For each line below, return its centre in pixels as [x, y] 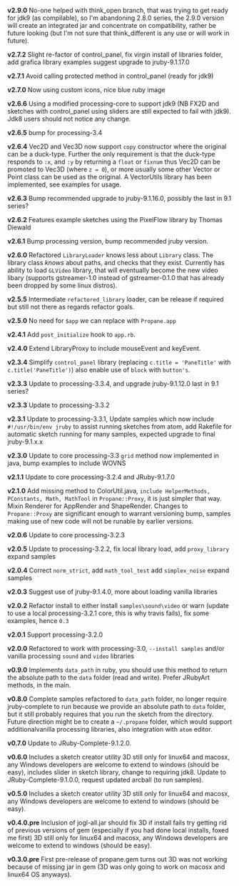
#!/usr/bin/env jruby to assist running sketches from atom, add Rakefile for [119, 427]
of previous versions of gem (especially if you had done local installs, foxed [118, 830]
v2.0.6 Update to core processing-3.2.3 [66, 535]
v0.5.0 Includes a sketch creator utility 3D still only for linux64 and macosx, [119, 793]
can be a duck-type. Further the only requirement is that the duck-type [111, 154]
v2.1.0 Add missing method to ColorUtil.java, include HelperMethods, [109, 491]
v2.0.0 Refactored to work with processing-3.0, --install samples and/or [116, 648]
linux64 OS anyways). [40, 874]
